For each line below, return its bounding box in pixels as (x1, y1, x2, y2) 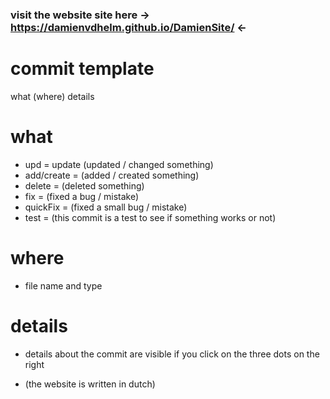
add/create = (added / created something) (24, 169, 200, 181)
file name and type (24, 279, 103, 292)
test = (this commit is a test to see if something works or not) (24, 211, 277, 223)
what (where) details (10, 90, 95, 102)
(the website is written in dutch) (24, 378, 156, 390)
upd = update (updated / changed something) (24, 158, 214, 170)
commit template (10, 58, 155, 80)
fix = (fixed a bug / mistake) (24, 190, 140, 202)
